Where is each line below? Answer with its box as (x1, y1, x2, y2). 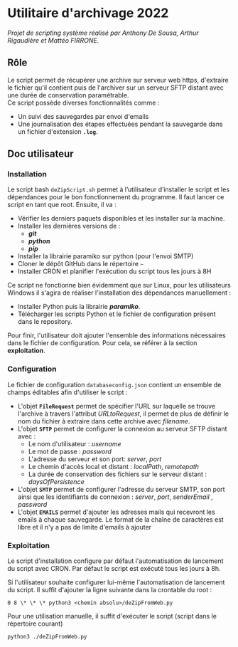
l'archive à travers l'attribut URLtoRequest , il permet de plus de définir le (17, 409, 229, 418)
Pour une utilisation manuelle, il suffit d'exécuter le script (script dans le (7, 612, 217, 621)
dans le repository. (17, 317, 72, 326)
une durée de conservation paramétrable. (7, 90, 129, 99)
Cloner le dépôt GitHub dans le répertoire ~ (17, 260, 144, 268)
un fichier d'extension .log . (17, 127, 98, 136)
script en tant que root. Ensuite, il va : (7, 201, 117, 209)
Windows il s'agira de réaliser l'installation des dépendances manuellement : (7, 288, 231, 297)
